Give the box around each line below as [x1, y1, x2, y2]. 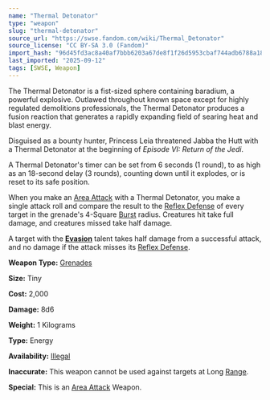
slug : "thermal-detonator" [8, 27, 99, 35]
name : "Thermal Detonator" [8, 11, 99, 20]
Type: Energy [8, 335, 54, 345]
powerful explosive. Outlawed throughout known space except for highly [8, 94, 249, 104]
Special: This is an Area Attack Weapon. [8, 382, 142, 392]
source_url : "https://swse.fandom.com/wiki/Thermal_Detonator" [8, 34, 225, 43]
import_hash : [8, 49, 52, 57]
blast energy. [8, 120, 52, 129]
